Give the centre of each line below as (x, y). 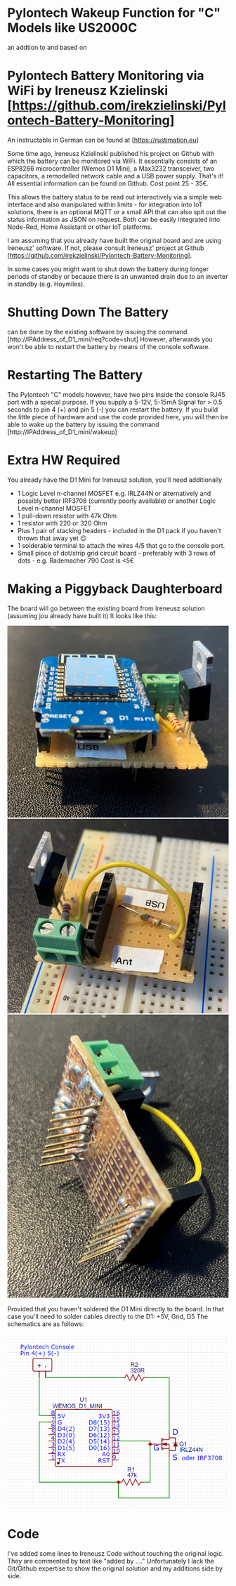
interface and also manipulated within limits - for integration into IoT (105, 204)
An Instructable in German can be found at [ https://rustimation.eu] (103, 140)
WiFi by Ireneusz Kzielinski (88, 91)
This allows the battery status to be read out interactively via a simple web (115, 197)
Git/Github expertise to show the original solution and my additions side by (115, 1568)
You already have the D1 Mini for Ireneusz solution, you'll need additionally (115, 480)
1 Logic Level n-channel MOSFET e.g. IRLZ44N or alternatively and (114, 493)
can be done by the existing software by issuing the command (97, 332)
